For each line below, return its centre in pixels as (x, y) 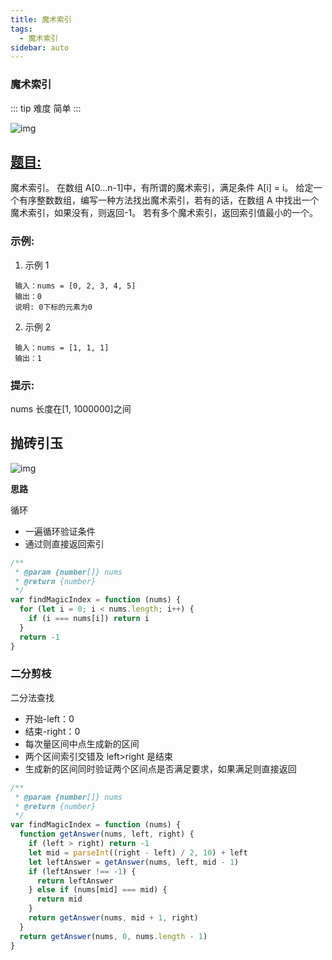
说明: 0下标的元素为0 (53, 307)
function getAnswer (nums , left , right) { (107, 834)
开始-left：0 (49, 718)
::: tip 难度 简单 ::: (46, 108)
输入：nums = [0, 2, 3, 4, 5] (75, 286)
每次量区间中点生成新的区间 (82, 743)
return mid (59, 899)
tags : (21, 29)
